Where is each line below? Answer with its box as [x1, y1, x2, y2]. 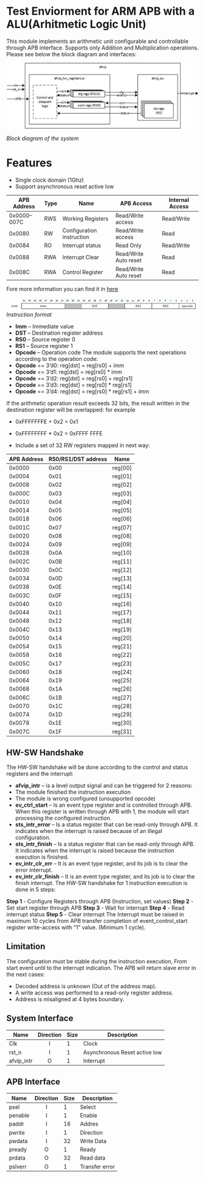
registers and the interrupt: [6, 770, 74, 777]
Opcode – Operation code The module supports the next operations [15, 349, 187, 356]
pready [9, 1146, 27, 1154]
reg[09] [112, 541, 132, 548]
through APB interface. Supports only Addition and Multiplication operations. [6, 44, 199, 51]
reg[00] [112, 464, 132, 472]
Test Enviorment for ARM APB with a [6, 4, 195, 18]
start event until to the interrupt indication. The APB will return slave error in [6, 964, 196, 971]
